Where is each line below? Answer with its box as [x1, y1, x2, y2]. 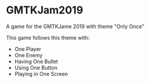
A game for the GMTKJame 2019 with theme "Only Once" [6, 23, 145, 30]
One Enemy [14, 51, 43, 58]
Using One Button [14, 64, 57, 71]
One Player [14, 45, 41, 53]
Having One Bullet [14, 58, 58, 65]
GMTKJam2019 [6, 4, 83, 17]
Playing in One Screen [14, 70, 68, 77]
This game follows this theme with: [6, 34, 90, 41]
